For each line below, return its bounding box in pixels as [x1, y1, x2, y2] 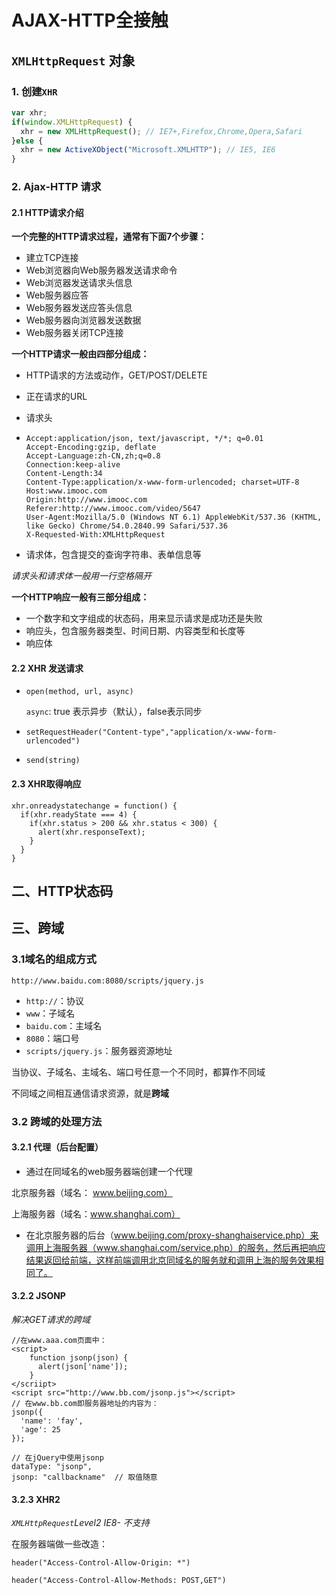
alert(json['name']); [37, 1362, 129, 1372]
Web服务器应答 [25, 289, 89, 301]
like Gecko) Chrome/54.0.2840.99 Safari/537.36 [25, 521, 228, 531]
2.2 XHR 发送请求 [11, 662, 84, 674]
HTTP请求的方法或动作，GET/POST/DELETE [25, 369, 208, 381]
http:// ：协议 [25, 994, 84, 1006]
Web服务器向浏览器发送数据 [25, 314, 142, 326]
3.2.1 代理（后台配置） [11, 1141, 104, 1153]
